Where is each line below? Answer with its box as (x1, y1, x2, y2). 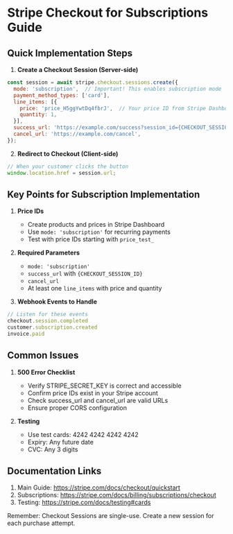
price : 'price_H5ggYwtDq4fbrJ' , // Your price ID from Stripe (19, 105, 207, 112)
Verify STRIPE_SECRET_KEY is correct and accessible (27, 381, 182, 390)
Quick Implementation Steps (7, 47, 133, 59)
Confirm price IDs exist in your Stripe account (27, 388, 158, 397)
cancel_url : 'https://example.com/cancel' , (13, 130, 141, 137)
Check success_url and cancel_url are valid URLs (27, 396, 169, 404)
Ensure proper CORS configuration (27, 404, 127, 412)
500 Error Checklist (17, 368, 76, 376)
